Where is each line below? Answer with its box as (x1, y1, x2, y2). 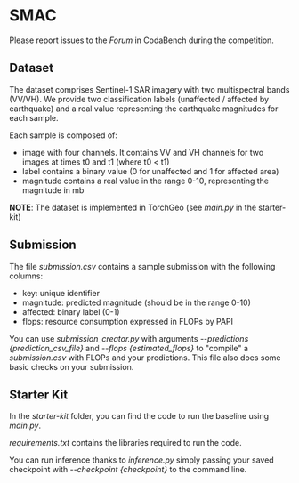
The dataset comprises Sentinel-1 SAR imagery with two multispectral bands (9, 84, 290, 94)
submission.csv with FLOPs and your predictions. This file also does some (9, 352, 281, 363)
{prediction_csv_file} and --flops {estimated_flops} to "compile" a (9, 342, 249, 353)
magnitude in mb (21, 184, 85, 196)
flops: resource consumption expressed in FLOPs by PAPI (21, 316, 234, 326)
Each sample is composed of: (9, 130, 118, 141)
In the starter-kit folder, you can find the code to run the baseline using (9, 411, 270, 422)
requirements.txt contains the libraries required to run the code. (9, 438, 242, 448)
